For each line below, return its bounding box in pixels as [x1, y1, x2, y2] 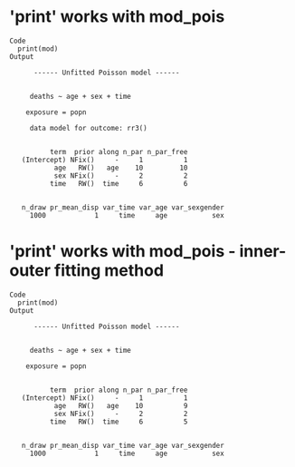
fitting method [53, 260, 165, 281]
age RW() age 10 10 [53, 163, 188, 172]
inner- [239, 241, 287, 262]
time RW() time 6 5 [49, 417, 188, 426]
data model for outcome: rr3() [29, 123, 147, 132]
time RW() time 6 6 [49, 179, 188, 188]
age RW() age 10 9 [53, 401, 188, 410]
